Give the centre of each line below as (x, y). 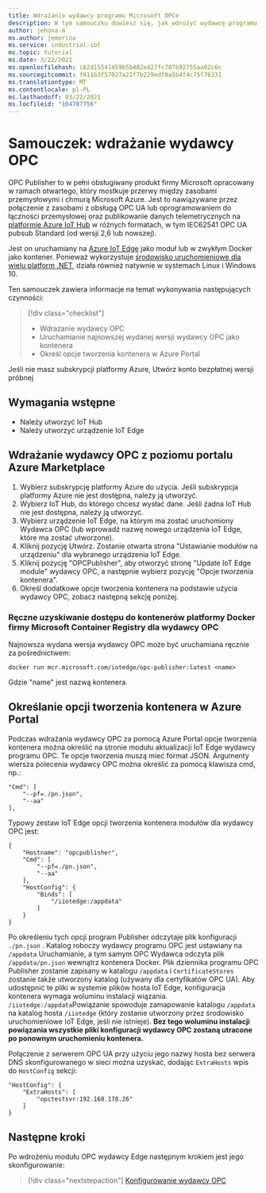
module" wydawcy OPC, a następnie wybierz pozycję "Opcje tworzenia (137, 571)
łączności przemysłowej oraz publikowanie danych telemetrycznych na (124, 216)
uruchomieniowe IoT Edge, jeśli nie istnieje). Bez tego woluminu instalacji (129, 1021)
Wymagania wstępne (62, 403)
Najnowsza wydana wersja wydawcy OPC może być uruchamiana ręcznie (129, 644)
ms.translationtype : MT (48, 82)
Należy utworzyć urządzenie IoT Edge (82, 430)
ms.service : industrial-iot (55, 45)
